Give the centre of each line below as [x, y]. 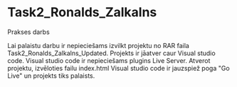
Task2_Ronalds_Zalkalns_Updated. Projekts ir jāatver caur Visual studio [111, 53]
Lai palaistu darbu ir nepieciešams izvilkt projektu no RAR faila [99, 45]
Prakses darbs [28, 32]
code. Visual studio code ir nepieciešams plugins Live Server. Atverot [109, 60]
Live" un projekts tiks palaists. [51, 76]
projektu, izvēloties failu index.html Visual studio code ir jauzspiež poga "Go [118, 68]
